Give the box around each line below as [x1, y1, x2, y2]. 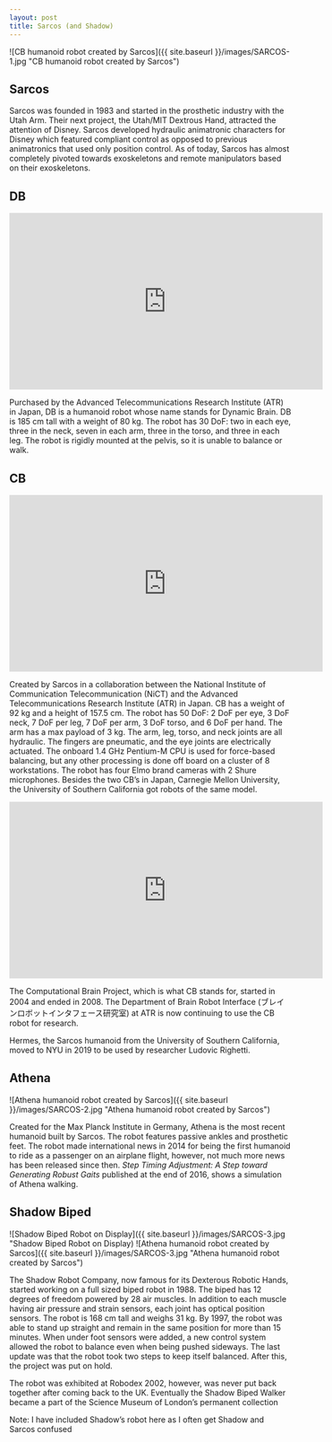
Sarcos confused [9, 1423, 72, 1434]
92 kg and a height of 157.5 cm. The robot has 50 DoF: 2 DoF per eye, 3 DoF [9, 707, 290, 718]
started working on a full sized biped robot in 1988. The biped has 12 [9, 1284, 262, 1295]
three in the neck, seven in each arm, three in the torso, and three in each [9, 425, 280, 436]
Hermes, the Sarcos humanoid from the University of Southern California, [9, 1035, 280, 1045]
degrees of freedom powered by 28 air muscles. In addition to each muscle [9, 1293, 287, 1304]
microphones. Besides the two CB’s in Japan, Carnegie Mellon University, [9, 773, 280, 785]
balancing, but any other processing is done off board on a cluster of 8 [9, 755, 270, 765]
